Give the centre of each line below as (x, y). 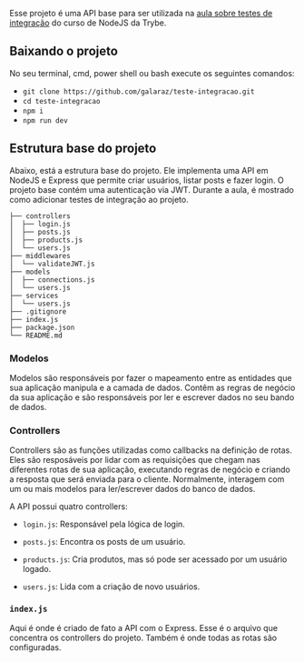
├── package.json (42, 327)
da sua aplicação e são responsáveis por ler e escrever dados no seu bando (152, 397)
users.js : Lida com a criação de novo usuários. (111, 587)
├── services (34, 296)
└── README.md (36, 336)
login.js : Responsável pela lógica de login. (104, 524)
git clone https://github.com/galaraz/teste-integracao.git (138, 91)
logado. (37, 569)
